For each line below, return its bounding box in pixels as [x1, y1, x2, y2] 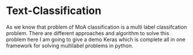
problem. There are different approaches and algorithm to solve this [6, 29, 170, 36]
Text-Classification [6, 4, 102, 18]
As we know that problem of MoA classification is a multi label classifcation [6, 23, 187, 30]
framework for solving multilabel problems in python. [6, 42, 133, 49]
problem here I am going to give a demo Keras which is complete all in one [6, 36, 186, 43]
